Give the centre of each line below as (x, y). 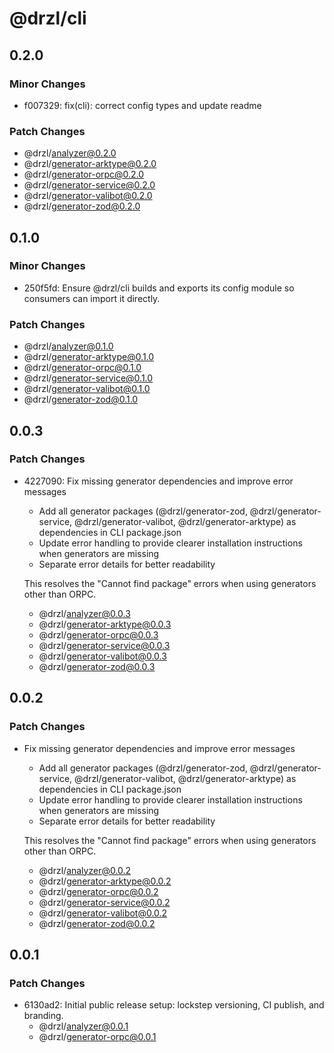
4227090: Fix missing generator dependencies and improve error (158, 481)
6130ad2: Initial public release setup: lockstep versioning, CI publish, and (174, 1005)
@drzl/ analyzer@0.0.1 (83, 1026)
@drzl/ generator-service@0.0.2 (104, 902)
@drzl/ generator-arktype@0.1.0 (89, 357)
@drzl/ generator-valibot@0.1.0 (87, 389)
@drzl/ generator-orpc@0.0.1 (97, 1037)
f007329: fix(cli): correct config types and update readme (142, 105)
